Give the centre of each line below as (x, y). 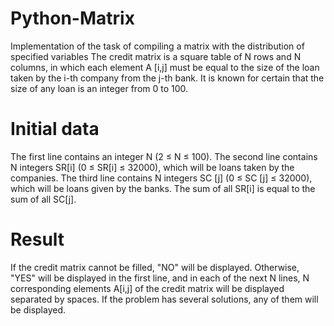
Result (37, 239)
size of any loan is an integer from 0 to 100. (99, 88)
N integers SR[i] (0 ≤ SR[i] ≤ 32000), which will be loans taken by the (152, 167)
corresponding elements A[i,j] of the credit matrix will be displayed (147, 288)
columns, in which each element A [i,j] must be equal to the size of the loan (165, 67)
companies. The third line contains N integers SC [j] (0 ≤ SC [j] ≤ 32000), (161, 178)
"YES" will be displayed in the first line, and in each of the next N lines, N (160, 278)
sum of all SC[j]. (43, 199)
